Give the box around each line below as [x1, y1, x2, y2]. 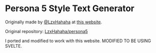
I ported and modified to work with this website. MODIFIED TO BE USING [5, 37, 151, 44]
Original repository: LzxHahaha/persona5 [5, 28, 88, 34]
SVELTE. [5, 43, 22, 49]
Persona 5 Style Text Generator [5, 3, 135, 14]
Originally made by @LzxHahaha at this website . [5, 19, 102, 25]
